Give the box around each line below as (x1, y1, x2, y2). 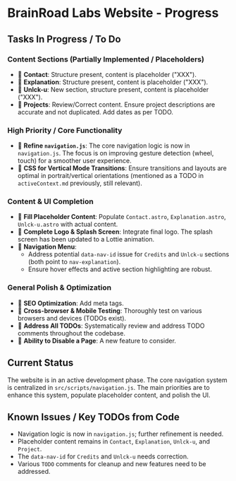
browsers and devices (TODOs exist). (17, 314, 127, 322)
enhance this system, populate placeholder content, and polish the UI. (7, 391, 211, 399)
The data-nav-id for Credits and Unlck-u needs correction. (17, 452, 189, 461)
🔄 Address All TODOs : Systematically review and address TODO (17, 321, 205, 330)
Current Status (7, 357, 74, 369)
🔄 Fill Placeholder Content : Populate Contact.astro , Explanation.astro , (17, 213, 227, 221)
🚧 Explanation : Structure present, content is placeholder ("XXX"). (17, 78, 209, 86)
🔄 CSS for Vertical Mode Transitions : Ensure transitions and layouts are (17, 164, 227, 172)
